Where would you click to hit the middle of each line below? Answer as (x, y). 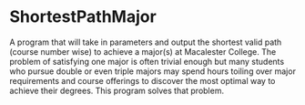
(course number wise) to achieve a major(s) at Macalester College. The (143, 51)
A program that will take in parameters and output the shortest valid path (146, 42)
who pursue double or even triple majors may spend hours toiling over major (152, 71)
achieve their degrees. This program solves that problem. (117, 90)
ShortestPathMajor (83, 17)
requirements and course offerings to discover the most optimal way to (142, 80)
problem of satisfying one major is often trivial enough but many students (147, 61)
